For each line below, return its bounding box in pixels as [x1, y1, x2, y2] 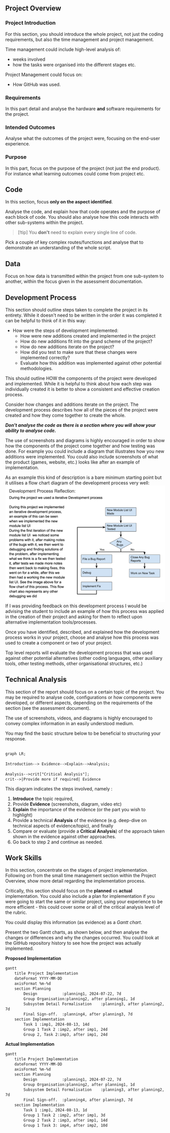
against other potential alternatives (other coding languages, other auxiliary [5, 655, 163, 661]
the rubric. [5, 910, 27, 916]
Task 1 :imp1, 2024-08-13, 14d [23, 1022, 90, 1027]
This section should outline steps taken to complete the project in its [5, 307, 148, 313]
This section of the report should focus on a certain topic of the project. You [5, 688, 164, 695]
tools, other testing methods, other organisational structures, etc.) [5, 660, 143, 666]
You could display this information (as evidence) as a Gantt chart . [5, 919, 142, 925]
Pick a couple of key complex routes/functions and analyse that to [5, 239, 144, 245]
